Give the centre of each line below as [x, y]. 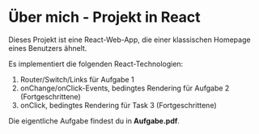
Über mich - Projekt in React [104, 17]
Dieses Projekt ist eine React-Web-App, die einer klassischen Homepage [129, 40]
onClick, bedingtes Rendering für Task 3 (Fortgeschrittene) [118, 105]
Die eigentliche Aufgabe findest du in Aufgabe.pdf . [94, 120]
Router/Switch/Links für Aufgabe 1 [77, 79]
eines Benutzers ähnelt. [48, 48]
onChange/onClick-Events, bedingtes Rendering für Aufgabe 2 [125, 88]
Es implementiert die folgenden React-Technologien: [96, 64]
